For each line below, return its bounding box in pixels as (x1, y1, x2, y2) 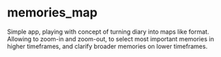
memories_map (7, 5, 98, 21)
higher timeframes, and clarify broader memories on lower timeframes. (7, 42, 208, 50)
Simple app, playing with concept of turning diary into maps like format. (7, 27, 209, 36)
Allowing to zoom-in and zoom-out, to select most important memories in (7, 34, 214, 43)
